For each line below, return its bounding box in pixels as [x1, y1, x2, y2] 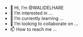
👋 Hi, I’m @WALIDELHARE [10, 5, 64, 10]
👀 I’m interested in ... [10, 10, 53, 16]
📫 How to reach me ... [10, 26, 57, 32]
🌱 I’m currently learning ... [10, 15, 64, 21]
